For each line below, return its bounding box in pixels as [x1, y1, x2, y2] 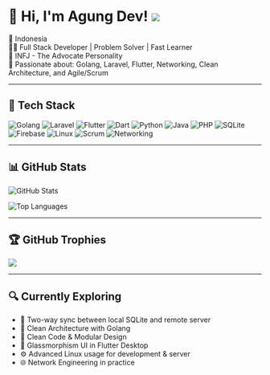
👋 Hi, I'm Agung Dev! [8, 7, 149, 26]
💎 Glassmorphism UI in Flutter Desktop [19, 340, 149, 350]
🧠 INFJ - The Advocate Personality [8, 51, 123, 60]
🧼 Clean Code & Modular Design [19, 332, 127, 342]
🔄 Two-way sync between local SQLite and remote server [19, 315, 211, 324]
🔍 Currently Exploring [8, 289, 122, 304]
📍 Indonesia [8, 34, 48, 43]
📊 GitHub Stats [8, 161, 87, 174]
